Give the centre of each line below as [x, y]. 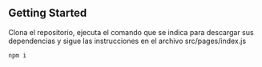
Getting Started [48, 13]
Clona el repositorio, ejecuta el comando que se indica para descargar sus [131, 32]
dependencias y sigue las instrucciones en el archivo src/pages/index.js [127, 41]
